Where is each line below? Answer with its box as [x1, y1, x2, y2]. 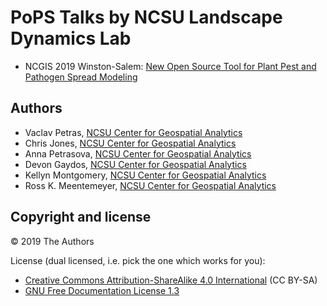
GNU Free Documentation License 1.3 [24, 284, 180, 296]
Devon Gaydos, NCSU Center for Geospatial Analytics [24, 158, 247, 170]
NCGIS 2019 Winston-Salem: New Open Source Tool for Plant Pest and [24, 60, 317, 72]
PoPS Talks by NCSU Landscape [10, 6, 283, 29]
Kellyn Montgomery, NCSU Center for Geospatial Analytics [24, 169, 267, 181]
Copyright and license [10, 209, 152, 226]
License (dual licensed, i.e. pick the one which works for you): [10, 254, 266, 266]
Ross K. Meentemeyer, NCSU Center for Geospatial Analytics [24, 179, 277, 191]
